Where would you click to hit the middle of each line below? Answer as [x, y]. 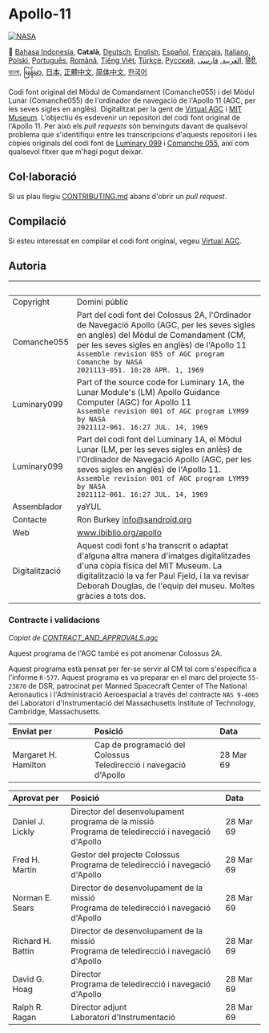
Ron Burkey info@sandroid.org [134, 520]
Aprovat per [36, 798]
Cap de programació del [140, 745]
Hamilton [29, 765]
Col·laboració [43, 177]
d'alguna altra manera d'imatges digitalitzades [163, 556]
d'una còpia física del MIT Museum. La [149, 566]
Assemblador [37, 506]
